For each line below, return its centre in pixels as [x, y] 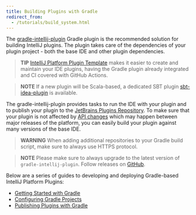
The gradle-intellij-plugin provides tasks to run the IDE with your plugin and [96, 104]
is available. [63, 93]
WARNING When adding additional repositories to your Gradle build [101, 141]
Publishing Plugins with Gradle [51, 206]
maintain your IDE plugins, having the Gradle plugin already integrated [104, 69]
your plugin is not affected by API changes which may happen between [92, 117]
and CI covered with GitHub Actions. [64, 75]
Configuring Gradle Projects [48, 199]
